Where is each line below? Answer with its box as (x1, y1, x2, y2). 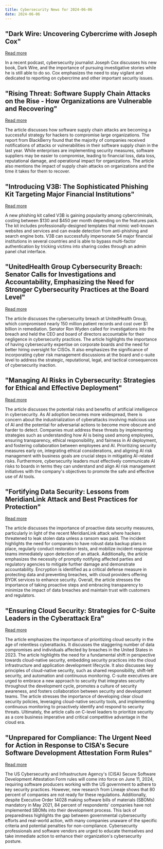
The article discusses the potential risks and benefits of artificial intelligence (5, 406, 158, 412)
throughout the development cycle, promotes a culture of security (5, 683, 137, 689)
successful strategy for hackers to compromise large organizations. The (5, 132, 150, 138)
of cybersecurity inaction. (5, 362, 57, 368)
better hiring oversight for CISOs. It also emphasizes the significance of (5, 346, 148, 352)
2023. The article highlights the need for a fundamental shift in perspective (5, 652, 156, 658)
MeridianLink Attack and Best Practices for (5, 495, 138, 503)
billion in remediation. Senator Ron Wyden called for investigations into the (5, 326, 154, 332)
